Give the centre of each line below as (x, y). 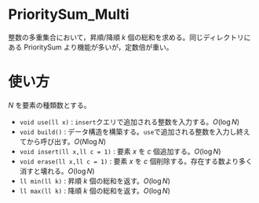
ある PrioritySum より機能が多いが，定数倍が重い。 (91, 47)
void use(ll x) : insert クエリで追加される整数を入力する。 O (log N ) (129, 122)
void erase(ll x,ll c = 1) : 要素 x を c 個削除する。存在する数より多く (136, 161)
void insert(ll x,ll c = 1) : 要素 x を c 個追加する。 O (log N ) (120, 151)
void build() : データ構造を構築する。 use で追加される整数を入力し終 (131, 131)
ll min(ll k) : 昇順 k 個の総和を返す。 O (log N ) (95, 181)
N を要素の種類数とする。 (50, 105)
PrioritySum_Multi (69, 15)
